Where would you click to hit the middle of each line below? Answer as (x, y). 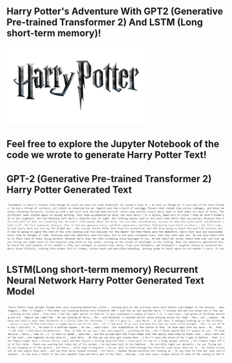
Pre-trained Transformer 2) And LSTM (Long (105, 23)
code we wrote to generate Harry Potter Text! (107, 155)
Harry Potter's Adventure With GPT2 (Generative (115, 12)
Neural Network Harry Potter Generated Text (106, 281)
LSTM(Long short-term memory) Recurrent (102, 270)
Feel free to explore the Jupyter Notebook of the (113, 144)
